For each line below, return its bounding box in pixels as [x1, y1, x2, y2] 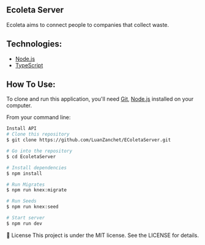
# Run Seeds [6, 198, 37, 204]
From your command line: [6, 114, 71, 121]
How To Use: [6, 79, 56, 90]
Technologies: [6, 39, 62, 49]
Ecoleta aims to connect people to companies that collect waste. [6, 21, 170, 28]
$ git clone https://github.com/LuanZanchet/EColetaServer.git [6, 137, 171, 143]
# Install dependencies [6, 164, 67, 170]
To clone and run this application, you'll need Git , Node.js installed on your [6, 95, 194, 103]
